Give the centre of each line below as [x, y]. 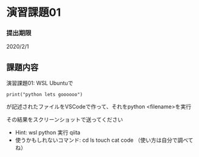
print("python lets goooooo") [45, 95]
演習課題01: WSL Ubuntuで [40, 83]
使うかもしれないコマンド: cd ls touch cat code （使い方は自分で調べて [104, 140]
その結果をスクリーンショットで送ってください [65, 120]
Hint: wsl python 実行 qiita [48, 133]
